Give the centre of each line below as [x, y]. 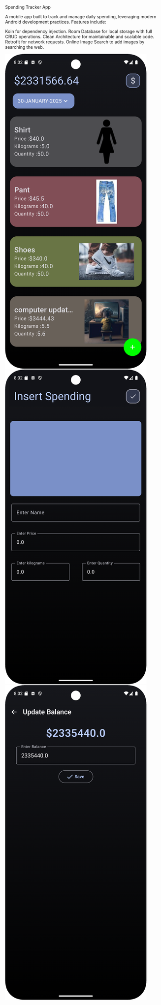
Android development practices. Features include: [56, 22]
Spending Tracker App [28, 7]
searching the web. [25, 47]
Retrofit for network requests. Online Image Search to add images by [75, 42]
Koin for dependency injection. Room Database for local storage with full [79, 31]
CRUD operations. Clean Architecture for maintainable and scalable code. [80, 37]
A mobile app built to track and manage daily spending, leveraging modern [81, 16]
